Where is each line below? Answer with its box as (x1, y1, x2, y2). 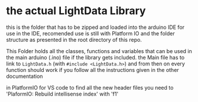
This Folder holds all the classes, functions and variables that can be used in (6, 47, 192, 54)
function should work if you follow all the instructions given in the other (6, 66, 179, 73)
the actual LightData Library (6, 4, 146, 18)
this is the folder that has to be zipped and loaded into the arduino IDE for (6, 24, 185, 31)
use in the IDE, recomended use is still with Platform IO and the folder (6, 29, 176, 37)
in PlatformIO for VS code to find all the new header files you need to (6, 84, 174, 91)
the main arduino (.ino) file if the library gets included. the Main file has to (6, 54, 185, 61)
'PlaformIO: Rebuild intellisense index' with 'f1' (6, 90, 119, 97)
